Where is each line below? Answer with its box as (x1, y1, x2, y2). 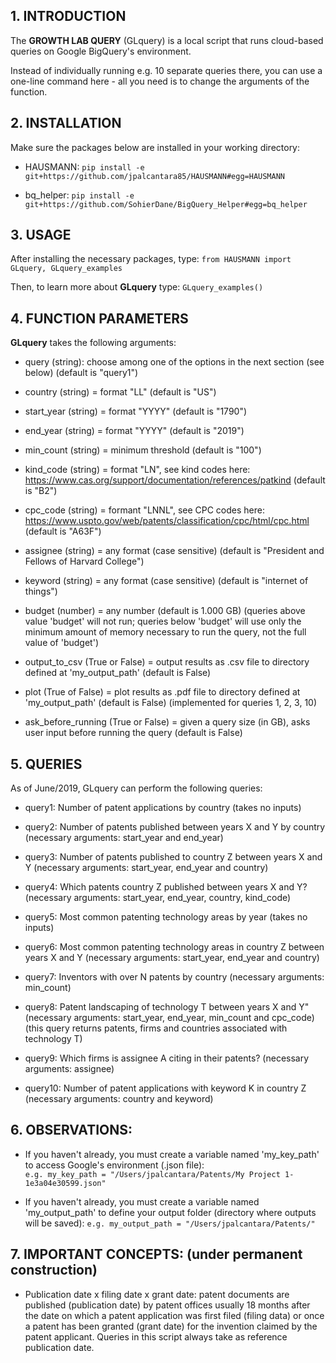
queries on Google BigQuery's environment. (10, 45, 192, 57)
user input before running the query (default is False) (24, 727, 243, 739)
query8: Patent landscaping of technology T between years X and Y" (24, 1001, 310, 1013)
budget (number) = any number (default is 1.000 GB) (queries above (24, 605, 306, 617)
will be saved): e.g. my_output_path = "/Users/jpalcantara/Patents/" (24, 1217, 316, 1229)
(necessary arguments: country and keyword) (24, 1093, 214, 1105)
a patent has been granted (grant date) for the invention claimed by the (24, 1320, 318, 1332)
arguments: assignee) (24, 1063, 115, 1075)
